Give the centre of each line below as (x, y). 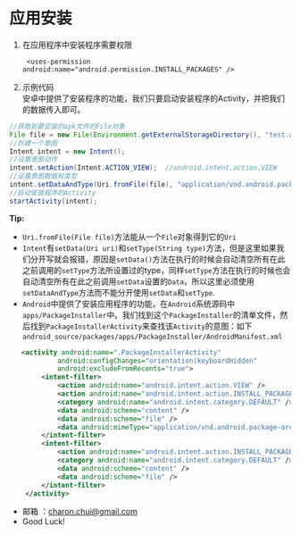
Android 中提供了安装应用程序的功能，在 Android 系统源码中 (129, 304)
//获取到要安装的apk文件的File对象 (67, 126)
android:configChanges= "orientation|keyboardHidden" (157, 361)
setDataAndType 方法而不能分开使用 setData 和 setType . (119, 292)
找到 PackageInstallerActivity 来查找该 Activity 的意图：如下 (141, 326)
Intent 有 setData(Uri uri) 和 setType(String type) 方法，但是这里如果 (149, 247)
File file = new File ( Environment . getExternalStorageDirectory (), (135, 135)
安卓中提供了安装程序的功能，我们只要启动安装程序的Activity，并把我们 (154, 98)
